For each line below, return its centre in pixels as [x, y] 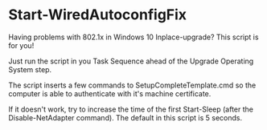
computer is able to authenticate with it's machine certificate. [110, 93]
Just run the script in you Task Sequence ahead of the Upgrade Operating [131, 61]
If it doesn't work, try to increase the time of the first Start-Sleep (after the [131, 109]
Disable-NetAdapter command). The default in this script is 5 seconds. [125, 117]
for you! [21, 45]
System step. [30, 69]
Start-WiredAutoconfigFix [98, 15]
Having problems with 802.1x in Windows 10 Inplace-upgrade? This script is [133, 37]
